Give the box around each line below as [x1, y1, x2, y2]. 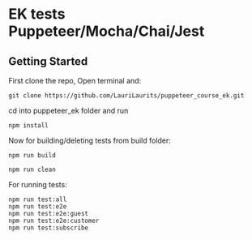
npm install [8, 122, 49, 130]
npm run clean [8, 165, 57, 174]
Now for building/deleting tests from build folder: [8, 135, 172, 145]
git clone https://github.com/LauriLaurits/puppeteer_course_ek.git [8, 92, 245, 100]
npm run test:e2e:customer [8, 216, 100, 225]
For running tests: [8, 180, 67, 189]
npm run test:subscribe [8, 224, 89, 232]
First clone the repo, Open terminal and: [8, 76, 142, 85]
